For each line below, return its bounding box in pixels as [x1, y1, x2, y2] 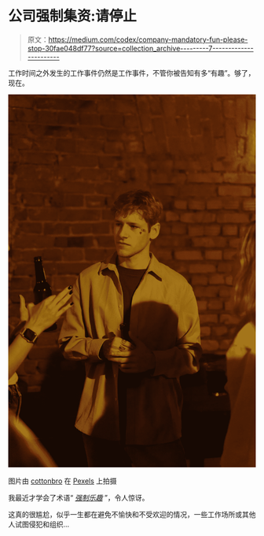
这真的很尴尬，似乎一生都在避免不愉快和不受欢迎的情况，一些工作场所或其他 [8, 509, 256, 519]
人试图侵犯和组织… [8, 519, 70, 529]
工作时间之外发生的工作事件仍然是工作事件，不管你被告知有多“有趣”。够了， [8, 68, 255, 77]
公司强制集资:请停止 [8, 7, 137, 25]
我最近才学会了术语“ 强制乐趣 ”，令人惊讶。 [8, 493, 149, 502]
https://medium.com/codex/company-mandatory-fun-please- [48, 35, 248, 44]
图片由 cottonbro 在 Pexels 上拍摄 [8, 476, 117, 486]
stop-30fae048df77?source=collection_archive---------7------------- [27, 43, 254, 53]
